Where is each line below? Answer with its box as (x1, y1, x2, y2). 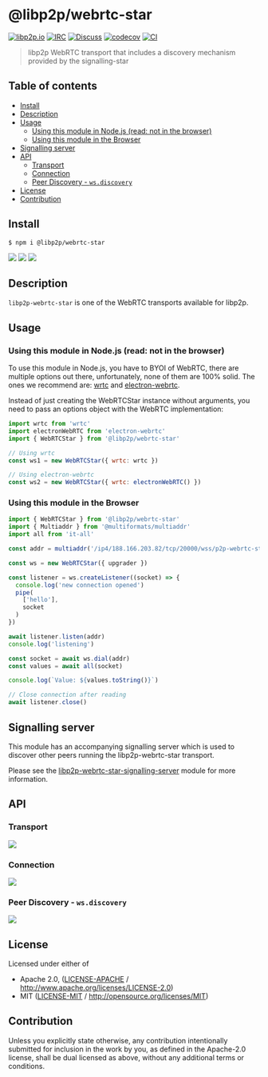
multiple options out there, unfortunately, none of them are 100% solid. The (8, 372, 255, 382)
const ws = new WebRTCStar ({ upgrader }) (8, 559, 148, 567)
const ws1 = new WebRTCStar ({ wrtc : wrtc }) (8, 456, 159, 465)
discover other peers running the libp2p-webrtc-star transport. (8, 750, 215, 759)
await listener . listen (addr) (8, 632, 105, 641)
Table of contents (8, 79, 97, 93)
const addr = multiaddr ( (8, 545, 91, 553)
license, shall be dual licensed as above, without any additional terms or (8, 1052, 245, 1062)
